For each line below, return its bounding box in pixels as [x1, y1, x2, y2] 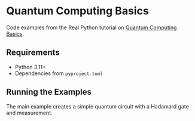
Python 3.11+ [14, 63, 47, 70]
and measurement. [6, 109, 53, 116]
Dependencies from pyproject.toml [14, 70, 103, 77]
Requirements [6, 48, 60, 58]
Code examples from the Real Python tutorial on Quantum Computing [6, 24, 177, 31]
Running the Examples [6, 87, 92, 97]
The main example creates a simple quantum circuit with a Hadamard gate [6, 103, 190, 110]
